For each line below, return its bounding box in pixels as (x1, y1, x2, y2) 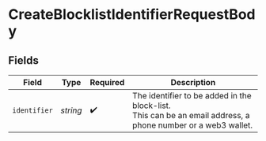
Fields (8, 54, 40, 67)
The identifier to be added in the (131, 91, 252, 101)
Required (89, 77, 125, 87)
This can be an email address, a (131, 110, 250, 121)
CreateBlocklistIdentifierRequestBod (8, 6, 256, 24)
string (60, 105, 82, 116)
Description (170, 77, 216, 87)
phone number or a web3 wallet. (131, 120, 253, 131)
